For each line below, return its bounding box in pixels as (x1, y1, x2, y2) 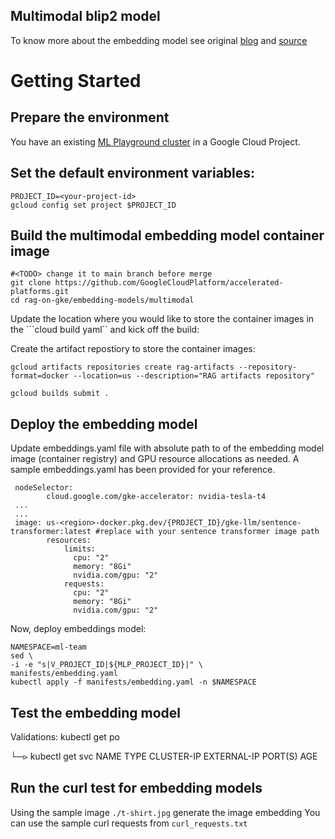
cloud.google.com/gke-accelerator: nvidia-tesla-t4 (46, 492, 267, 502)
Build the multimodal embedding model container (10, 227, 325, 244)
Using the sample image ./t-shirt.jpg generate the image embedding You (10, 806, 321, 818)
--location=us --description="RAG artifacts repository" (73, 371, 315, 381)
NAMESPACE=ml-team (10, 642, 87, 653)
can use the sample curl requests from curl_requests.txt (10, 817, 248, 829)
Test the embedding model (10, 704, 181, 721)
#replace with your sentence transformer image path (95, 527, 320, 537)
